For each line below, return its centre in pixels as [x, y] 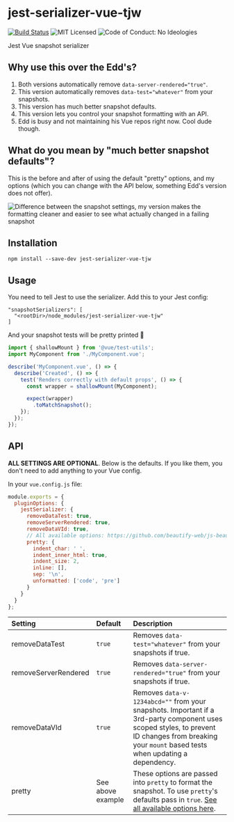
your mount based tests [170, 745]
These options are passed [175, 774]
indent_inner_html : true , [70, 555]
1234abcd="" [153, 702]
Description [153, 624]
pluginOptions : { [39, 503]
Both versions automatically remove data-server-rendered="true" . [113, 84]
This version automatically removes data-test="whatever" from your [116, 91]
